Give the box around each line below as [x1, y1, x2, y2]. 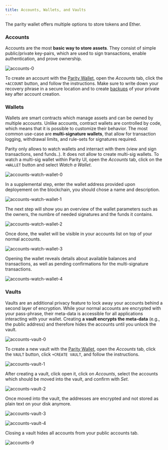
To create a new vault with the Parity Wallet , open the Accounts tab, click [5, 346, 156, 352]
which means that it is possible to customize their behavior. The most [5, 126, 148, 132]
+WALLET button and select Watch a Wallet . [5, 162, 92, 168]
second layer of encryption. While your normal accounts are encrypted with [5, 305, 161, 311]
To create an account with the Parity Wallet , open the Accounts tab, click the [5, 75, 163, 81]
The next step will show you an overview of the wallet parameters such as [5, 206, 158, 212]
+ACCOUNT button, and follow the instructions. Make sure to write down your [5, 80, 159, 86]
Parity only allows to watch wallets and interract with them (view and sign [5, 146, 156, 152]
